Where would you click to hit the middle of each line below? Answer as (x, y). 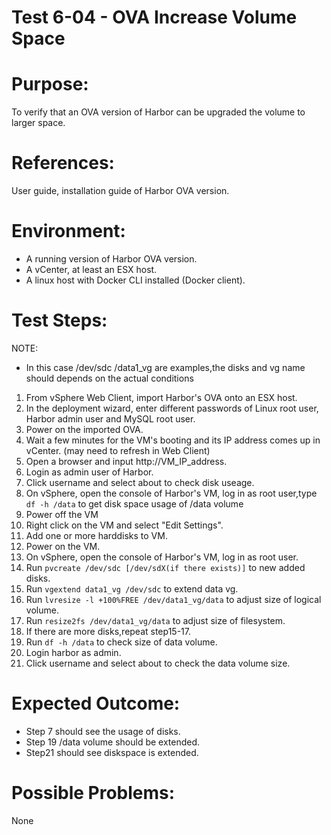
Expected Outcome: (96, 703)
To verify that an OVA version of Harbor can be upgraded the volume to (158, 112)
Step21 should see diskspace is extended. (112, 752)
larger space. (38, 123)
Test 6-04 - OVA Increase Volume (154, 17)
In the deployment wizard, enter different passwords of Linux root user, (172, 408)
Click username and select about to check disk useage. (140, 482)
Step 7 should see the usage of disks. (103, 731)
